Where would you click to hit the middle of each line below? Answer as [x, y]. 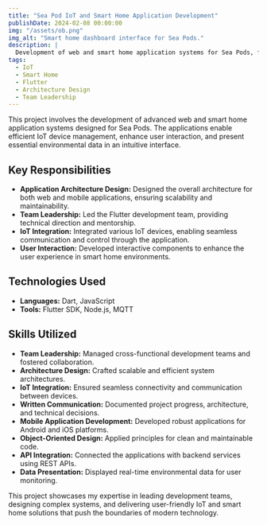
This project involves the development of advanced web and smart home [128, 119]
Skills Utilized [43, 334]
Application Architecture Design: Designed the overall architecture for [136, 189]
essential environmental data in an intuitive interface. [95, 145]
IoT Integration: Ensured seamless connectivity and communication [131, 387]
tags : [17, 60]
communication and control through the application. [104, 240]
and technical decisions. [60, 412]
